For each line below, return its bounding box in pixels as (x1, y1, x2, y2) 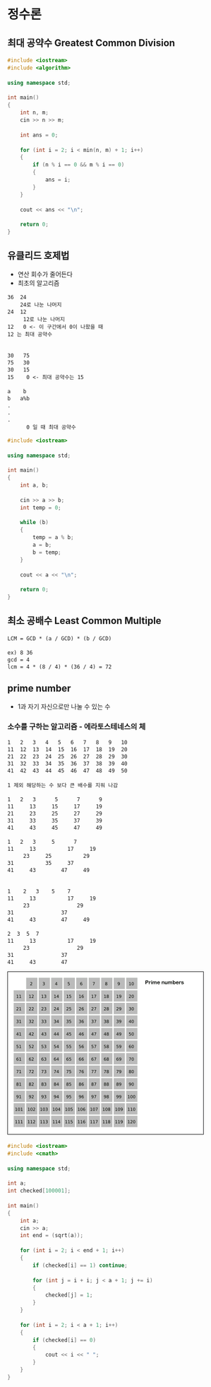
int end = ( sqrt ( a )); (20, 1232, 83, 1239)
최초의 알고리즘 (17, 279, 60, 287)
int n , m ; (20, 109, 49, 117)
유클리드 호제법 (7, 250, 70, 262)
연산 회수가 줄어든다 (17, 269, 73, 278)
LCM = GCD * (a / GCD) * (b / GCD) (7, 634, 112, 642)
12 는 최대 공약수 (7, 330, 53, 338)
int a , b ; (20, 482, 49, 489)
